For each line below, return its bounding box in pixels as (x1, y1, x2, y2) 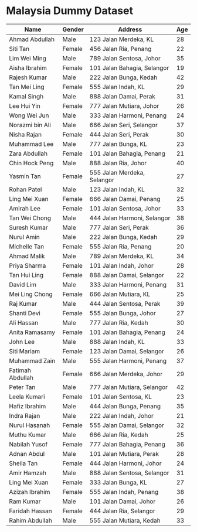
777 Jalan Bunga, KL (89, 139, 148, 148)
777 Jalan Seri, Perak (89, 223, 150, 231)
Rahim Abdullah (9, 516, 53, 524)
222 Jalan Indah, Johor (89, 411, 154, 420)
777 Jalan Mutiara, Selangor (89, 383, 168, 391)
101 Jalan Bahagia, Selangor (89, 63, 169, 71)
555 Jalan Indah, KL (89, 83, 145, 91)
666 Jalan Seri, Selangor (89, 121, 158, 129)
